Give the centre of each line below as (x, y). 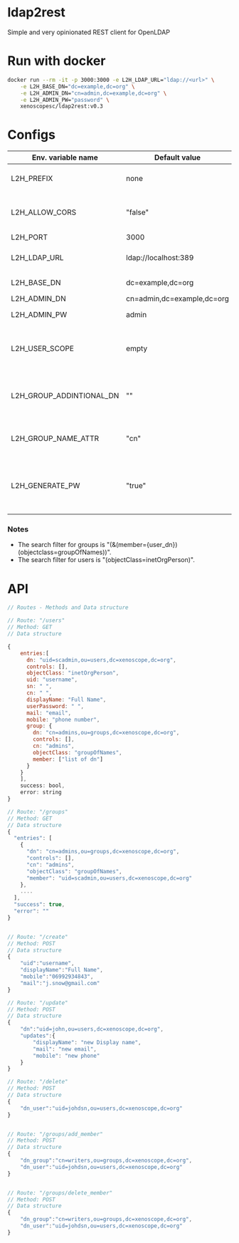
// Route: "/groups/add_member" (55, 1134)
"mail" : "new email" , (65, 1049)
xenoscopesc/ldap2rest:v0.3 (62, 106)
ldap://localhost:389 (160, 258)
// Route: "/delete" (38, 1082)
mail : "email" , (49, 713)
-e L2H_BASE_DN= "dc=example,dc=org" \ (78, 86)
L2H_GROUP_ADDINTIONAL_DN (65, 396)
